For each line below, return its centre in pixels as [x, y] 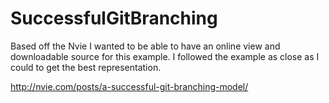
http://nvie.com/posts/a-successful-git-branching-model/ [129, 86]
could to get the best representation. [86, 67]
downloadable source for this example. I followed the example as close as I [165, 56]
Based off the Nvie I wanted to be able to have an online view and [145, 46]
